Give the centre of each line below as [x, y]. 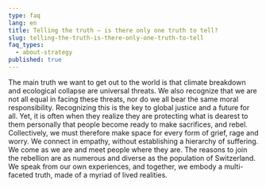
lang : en [23, 23]
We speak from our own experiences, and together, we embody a [116, 166]
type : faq [25, 15]
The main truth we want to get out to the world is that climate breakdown [127, 82]
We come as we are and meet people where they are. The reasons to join [128, 149]
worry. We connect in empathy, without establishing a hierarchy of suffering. [133, 141]
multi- [233, 166]
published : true [35, 60]
